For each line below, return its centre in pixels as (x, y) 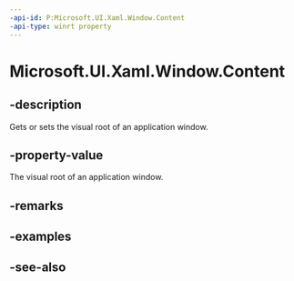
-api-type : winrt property (61, 26)
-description (46, 105)
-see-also (38, 268)
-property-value (56, 155)
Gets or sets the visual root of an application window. (109, 126)
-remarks (36, 206)
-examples (41, 237)
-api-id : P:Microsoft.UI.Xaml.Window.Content (97, 18)
